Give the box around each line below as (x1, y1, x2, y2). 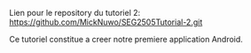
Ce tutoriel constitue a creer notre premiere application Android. (9, 34, 244, 44)
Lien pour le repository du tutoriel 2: (9, 8, 141, 18)
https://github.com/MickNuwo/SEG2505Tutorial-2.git (9, 17, 203, 27)
